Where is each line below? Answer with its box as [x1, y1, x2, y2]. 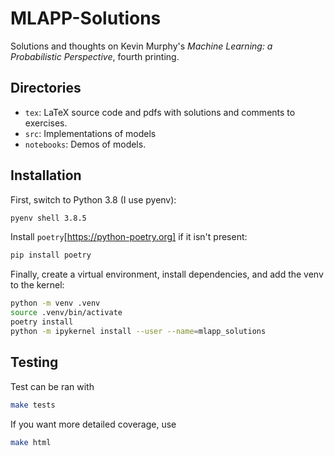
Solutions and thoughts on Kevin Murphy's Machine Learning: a [10, 40, 273, 52]
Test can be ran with [10, 380, 95, 392]
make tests [10, 400, 56, 410]
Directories [10, 80, 82, 97]
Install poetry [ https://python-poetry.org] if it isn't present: [10, 231, 248, 243]
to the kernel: [10, 279, 65, 291]
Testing [10, 354, 59, 371]
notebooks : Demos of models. [24, 138, 147, 150]
